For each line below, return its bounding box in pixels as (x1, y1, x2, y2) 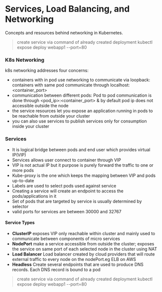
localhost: (110, 82, 130, 88)
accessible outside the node (12, 103, 69, 109)
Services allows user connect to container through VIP (12, 157, 121, 163)
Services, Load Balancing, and (5, 3, 130, 15)
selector (12, 203, 29, 209)
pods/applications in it (12, 193, 57, 199)
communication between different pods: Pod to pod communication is (12, 92, 152, 98)
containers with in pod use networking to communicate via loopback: (12, 77, 150, 83)
